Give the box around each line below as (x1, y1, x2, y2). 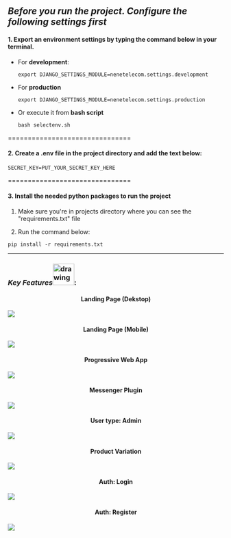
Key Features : (8, 277, 77, 287)
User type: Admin (90, 417, 142, 425)
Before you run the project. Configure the (8, 5, 188, 17)
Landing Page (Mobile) (82, 325, 149, 333)
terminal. (8, 42, 35, 51)
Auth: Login (99, 477, 133, 485)
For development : (17, 57, 69, 66)
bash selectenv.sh (17, 121, 71, 129)
